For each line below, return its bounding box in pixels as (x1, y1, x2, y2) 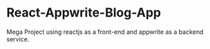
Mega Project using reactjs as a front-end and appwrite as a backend (6, 28, 204, 36)
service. (6, 35, 30, 43)
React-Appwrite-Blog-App (6, 5, 162, 21)
